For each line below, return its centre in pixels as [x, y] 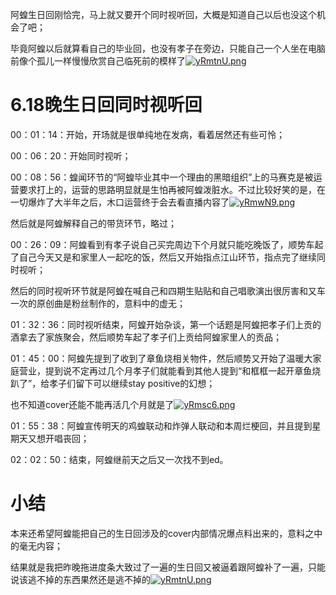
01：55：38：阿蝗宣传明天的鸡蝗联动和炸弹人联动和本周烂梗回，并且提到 [161, 425]
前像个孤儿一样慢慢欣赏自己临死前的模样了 [98, 61]
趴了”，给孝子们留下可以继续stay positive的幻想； [113, 383]
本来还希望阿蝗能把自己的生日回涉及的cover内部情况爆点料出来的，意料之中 [166, 533]
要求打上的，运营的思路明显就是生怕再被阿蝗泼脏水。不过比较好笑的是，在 [172, 189]
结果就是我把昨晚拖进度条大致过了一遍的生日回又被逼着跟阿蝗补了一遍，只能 [168, 567]
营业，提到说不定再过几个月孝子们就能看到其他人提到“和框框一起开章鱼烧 [170, 370]
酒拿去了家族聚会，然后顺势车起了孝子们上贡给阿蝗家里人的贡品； [146, 337]
